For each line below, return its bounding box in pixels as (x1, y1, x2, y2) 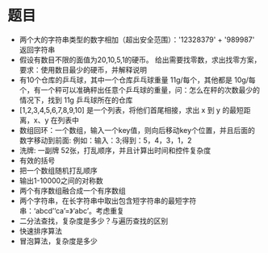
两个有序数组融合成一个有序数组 (19, 185, 126, 195)
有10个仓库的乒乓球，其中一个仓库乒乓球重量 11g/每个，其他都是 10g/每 (19, 75, 256, 85)
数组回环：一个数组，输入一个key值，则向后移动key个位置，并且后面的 (19, 125, 256, 135)
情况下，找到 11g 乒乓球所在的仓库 (19, 95, 133, 105)
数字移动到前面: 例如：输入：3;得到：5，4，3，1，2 (19, 135, 192, 145)
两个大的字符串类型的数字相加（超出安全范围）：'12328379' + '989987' (19, 35, 255, 44)
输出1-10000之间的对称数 (19, 176, 103, 185)
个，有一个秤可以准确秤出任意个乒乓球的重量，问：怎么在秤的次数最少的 (19, 85, 260, 94)
